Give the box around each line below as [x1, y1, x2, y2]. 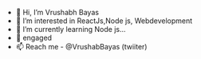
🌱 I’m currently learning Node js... [15, 25, 126, 33]
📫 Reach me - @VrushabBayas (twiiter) [15, 42, 148, 51]
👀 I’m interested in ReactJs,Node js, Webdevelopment [15, 16, 193, 26]
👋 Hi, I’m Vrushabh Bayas [15, 8, 100, 17]
